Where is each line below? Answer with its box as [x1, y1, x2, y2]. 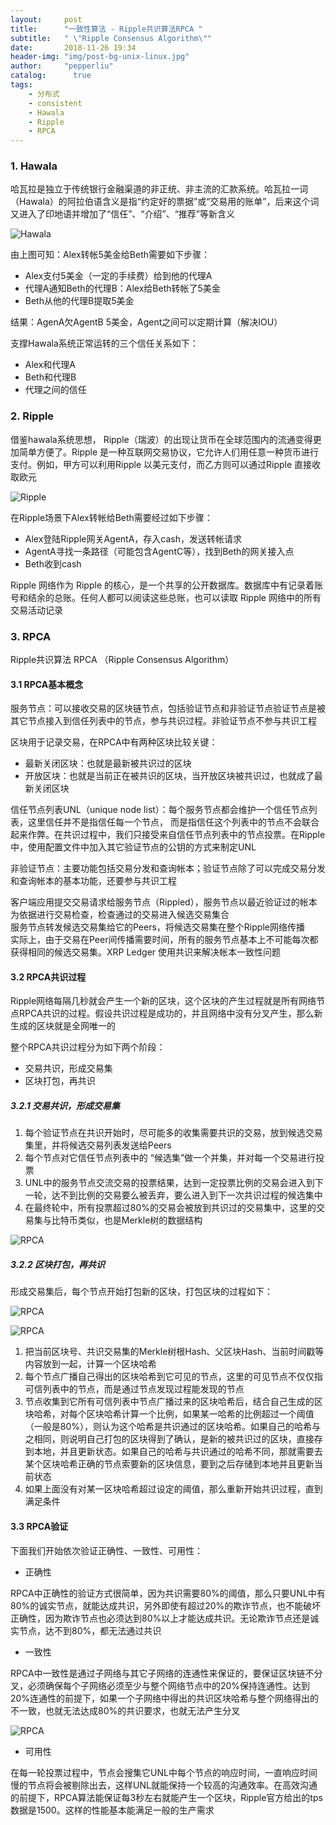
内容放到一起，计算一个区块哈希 [24, 1358, 157, 1370]
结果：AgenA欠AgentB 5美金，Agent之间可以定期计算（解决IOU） [10, 316, 283, 328]
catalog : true [10, 71, 92, 81]
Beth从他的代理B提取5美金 [24, 295, 135, 307]
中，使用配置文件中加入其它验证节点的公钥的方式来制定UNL [10, 841, 257, 853]
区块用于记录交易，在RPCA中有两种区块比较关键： [10, 736, 218, 748]
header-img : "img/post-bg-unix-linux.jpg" [10, 52, 190, 62]
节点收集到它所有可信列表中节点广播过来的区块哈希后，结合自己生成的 [24, 1396, 315, 1408]
